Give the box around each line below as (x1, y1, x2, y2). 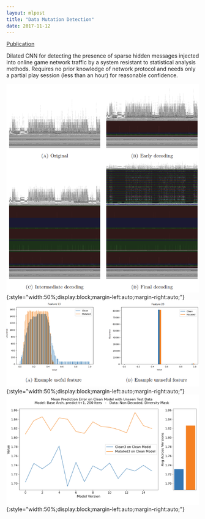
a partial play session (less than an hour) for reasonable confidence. (6, 72, 179, 79)
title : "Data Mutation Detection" (6, 16, 95, 23)
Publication (6, 40, 35, 48)
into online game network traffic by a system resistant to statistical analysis (6, 59, 196, 66)
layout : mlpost (6, 10, 45, 16)
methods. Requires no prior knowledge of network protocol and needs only (6, 65, 196, 73)
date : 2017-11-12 (6, 23, 51, 29)
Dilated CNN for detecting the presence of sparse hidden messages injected (6, 52, 199, 59)
